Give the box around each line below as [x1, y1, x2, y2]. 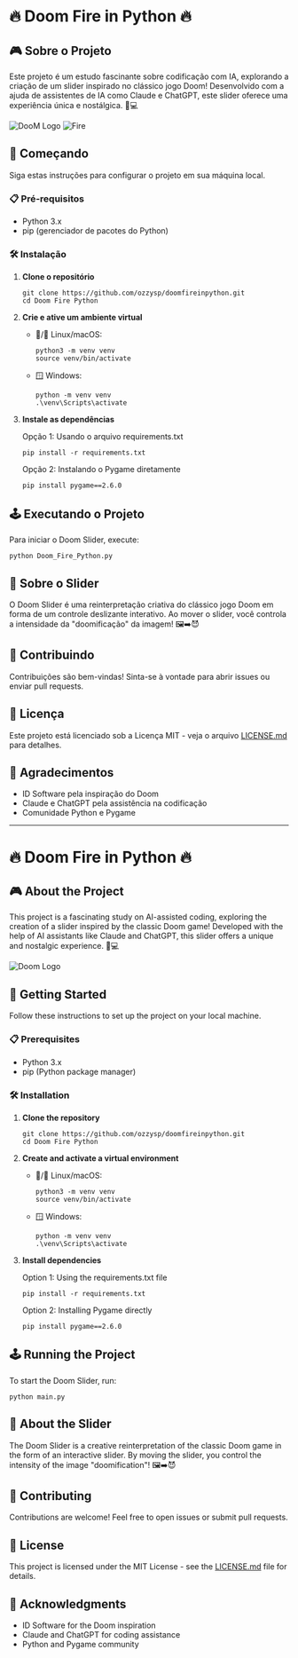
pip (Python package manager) [21, 1066, 137, 1077]
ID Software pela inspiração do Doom [21, 788, 160, 800]
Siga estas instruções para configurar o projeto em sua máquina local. [9, 170, 266, 180]
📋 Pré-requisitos [9, 193, 84, 205]
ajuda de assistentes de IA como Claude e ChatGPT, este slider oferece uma [9, 91, 288, 100]
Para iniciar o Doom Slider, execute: [9, 534, 139, 545]
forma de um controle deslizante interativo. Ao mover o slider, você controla [9, 609, 286, 620]
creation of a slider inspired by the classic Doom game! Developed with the [9, 921, 284, 932]
